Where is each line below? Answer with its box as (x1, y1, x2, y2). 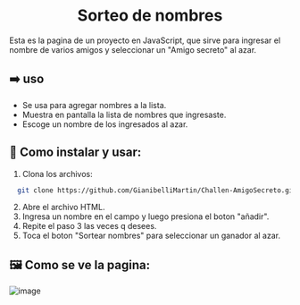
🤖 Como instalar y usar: (9, 145, 142, 160)
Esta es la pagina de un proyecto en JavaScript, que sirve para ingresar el (9, 35, 281, 46)
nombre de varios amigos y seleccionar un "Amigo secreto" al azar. (9, 44, 257, 55)
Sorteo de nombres (77, 5, 223, 26)
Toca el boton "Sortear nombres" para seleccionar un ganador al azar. (21, 230, 281, 241)
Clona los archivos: (21, 168, 93, 179)
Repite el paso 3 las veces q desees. (21, 221, 157, 232)
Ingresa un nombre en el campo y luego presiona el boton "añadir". (21, 211, 270, 222)
